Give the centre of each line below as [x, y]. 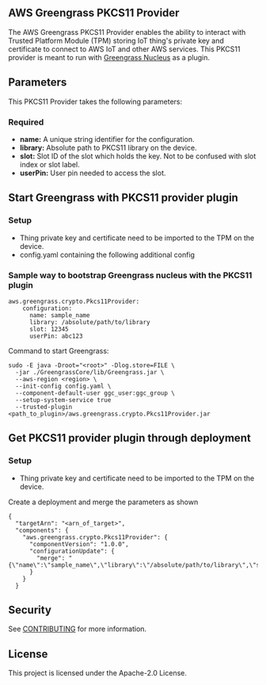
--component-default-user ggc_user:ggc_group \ [95, 393]
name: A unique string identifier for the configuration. [107, 139]
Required [26, 122]
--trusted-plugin [44, 407]
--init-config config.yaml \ [63, 386]
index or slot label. [50, 164]
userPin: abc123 [56, 336]
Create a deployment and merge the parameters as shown [103, 502]
